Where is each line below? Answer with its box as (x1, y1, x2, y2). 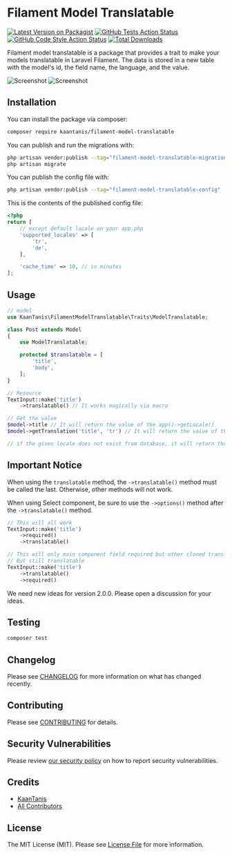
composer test (7, 635, 48, 642)
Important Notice (7, 460, 82, 471)
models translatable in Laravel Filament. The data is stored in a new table (7, 55, 215, 64)
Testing (7, 617, 41, 628)
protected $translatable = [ (19, 351, 104, 359)
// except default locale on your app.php (19, 225, 144, 232)
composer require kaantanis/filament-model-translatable (7, 128, 175, 135)
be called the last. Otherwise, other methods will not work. (7, 485, 173, 494)
